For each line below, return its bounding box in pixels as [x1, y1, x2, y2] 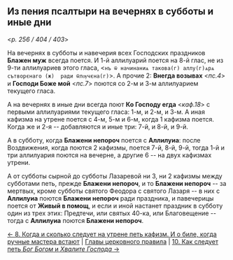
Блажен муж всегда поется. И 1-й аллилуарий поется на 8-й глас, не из [7, 56, 224, 64]
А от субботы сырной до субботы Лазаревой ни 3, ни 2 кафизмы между [7, 171, 223, 180]
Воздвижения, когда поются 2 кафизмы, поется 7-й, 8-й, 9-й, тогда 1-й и [7, 143, 225, 152]
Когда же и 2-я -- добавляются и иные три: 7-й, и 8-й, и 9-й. [7, 122, 189, 131]
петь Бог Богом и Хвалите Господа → [7, 245, 120, 253]
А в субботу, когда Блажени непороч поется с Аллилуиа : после [7, 136, 201, 144]
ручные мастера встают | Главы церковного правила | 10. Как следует [7, 237, 219, 245]
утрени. [7, 158, 31, 166]
